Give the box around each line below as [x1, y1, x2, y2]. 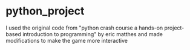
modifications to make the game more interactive [5, 37, 128, 44]
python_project [5, 4, 85, 18]
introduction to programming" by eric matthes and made [22, 30, 163, 37]
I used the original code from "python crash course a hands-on [5, 24, 163, 31]
